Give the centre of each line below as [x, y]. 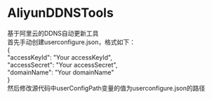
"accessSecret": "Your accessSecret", [62, 65]
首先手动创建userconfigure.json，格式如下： [71, 42]
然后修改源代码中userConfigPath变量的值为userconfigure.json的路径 [106, 88]
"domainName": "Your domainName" [61, 72]
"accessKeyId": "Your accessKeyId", [60, 57]
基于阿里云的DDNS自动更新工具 [53, 33]
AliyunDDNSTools [60, 13]
